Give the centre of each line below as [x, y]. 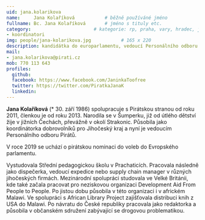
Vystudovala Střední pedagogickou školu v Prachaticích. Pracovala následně [103, 165]
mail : [13, 52]
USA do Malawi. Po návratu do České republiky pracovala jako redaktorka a [101, 204]
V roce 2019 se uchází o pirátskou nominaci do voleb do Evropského [92, 147]
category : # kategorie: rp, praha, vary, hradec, [101, 29]
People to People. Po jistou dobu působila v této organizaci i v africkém [96, 191]
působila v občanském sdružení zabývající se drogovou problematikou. [95, 210]
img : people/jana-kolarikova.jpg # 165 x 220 [79, 40]
